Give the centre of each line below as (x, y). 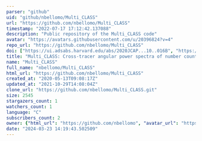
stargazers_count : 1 (32, 101)
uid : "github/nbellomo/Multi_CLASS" (52, 17)
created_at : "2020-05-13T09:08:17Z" (52, 79)
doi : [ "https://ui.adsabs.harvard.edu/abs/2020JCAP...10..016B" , (90, 51)
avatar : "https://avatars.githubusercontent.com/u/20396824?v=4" (90, 40)
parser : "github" (28, 12)
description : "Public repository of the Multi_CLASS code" (82, 34)
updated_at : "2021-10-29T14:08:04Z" (52, 85)
